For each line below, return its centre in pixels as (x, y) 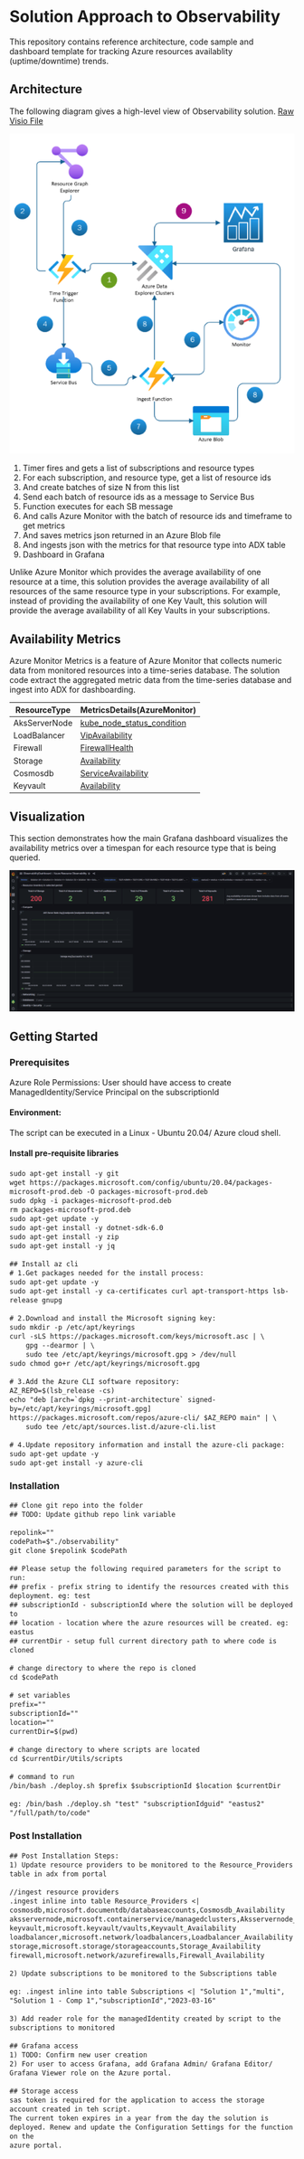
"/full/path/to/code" (50, 1813)
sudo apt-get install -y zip (64, 1236)
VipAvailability (106, 735)
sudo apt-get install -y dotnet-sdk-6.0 (87, 1227)
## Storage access (44, 2091)
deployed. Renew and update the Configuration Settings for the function (152, 2127)
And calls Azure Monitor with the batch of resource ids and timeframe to (157, 516)
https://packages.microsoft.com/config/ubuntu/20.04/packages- (151, 1182)
